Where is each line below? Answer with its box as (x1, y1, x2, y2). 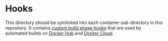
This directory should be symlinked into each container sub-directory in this (5, 19, 163, 25)
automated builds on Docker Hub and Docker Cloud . (5, 30, 114, 36)
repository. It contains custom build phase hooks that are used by (5, 24, 142, 30)
